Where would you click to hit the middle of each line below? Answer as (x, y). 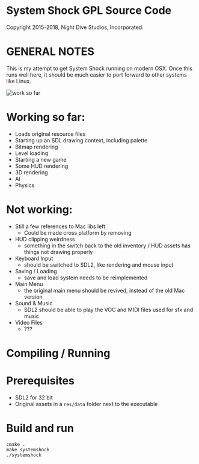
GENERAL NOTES (51, 52)
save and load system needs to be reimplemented (86, 278)
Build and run (40, 428)
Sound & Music (34, 303)
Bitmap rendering (36, 147)
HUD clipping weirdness (45, 239)
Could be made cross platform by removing (78, 232)
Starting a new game (41, 159)
